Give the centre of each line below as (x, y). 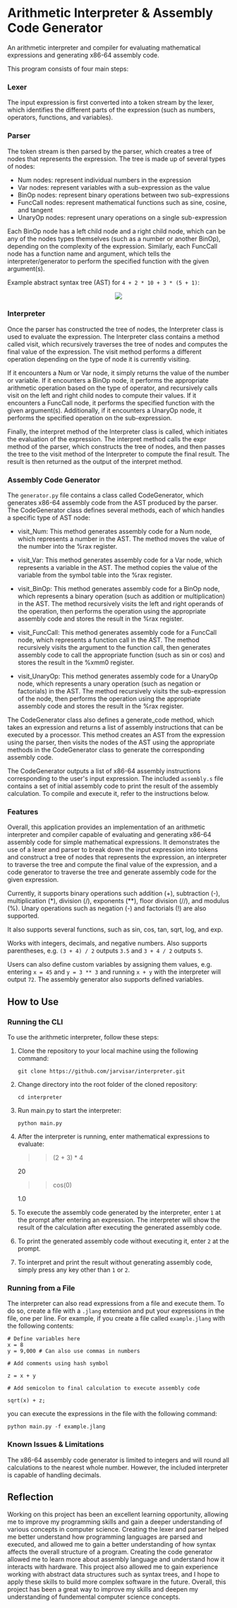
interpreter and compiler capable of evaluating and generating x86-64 (109, 835)
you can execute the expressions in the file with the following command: (112, 1414)
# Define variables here (44, 1339)
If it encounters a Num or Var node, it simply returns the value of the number (118, 373)
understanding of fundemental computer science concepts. (94, 1597)
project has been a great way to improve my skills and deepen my (103, 1589)
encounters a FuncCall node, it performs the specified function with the (111, 403)
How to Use (33, 1002)
